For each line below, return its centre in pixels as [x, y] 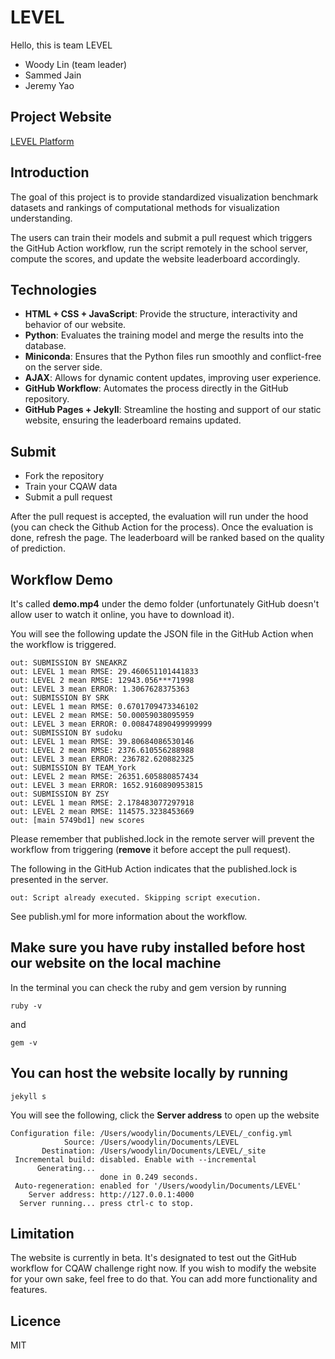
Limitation [42, 1234]
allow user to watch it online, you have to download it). [122, 614]
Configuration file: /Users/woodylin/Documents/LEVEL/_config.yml [151, 1133]
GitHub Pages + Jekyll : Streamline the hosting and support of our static [173, 410]
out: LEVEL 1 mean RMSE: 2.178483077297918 [102, 803]
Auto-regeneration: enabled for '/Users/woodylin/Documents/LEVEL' [158, 1186]
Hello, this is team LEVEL [61, 45]
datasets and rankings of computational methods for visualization [145, 207]
